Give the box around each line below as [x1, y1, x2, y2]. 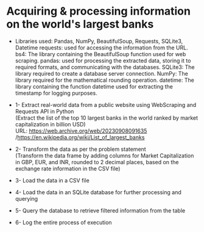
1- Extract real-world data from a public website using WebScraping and [15, 101, 197, 108]
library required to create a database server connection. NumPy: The [15, 70, 189, 77]
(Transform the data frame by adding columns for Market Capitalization [15, 151, 194, 159]
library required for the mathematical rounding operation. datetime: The [15, 76, 195, 84]
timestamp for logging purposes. [15, 89, 97, 96]
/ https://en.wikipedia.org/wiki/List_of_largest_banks [15, 133, 145, 141]
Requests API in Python [15, 107, 74, 115]
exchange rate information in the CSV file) [15, 165, 121, 172]
